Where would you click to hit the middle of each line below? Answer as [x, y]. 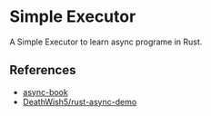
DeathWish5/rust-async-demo [80, 101]
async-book [45, 92]
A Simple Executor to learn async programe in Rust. [106, 42]
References [43, 70]
